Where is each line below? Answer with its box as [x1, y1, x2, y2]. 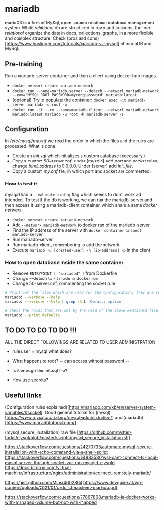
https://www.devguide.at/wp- [83, 480, 143, 486]
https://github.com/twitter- [78, 429, 132, 435]
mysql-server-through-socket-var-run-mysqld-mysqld [5, 460, 115, 465]
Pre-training [5, 60, 43, 68]
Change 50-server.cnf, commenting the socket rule [12, 280, 116, 287]
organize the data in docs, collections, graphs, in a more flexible [25, 30, 154, 36]
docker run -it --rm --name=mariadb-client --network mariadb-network [12, 107, 159, 112]
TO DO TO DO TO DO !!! [5, 326, 77, 334]
